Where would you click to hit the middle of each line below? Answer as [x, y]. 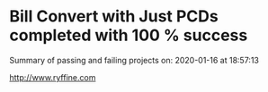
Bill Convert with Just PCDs [114, 17]
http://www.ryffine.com [53, 77]
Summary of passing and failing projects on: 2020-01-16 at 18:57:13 [134, 60]
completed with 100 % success [129, 35]
